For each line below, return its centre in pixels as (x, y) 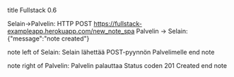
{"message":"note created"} (48, 38)
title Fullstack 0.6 (32, 10)
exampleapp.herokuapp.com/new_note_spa (71, 31)
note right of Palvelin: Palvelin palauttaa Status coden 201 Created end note (117, 65)
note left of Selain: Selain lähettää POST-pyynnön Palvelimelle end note (111, 52)
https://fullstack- (118, 23)
